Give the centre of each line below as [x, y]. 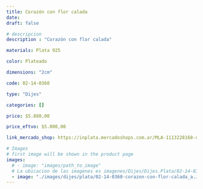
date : [13, 18]
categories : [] [25, 105]
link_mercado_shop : [31, 138]
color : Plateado [27, 62]
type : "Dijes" [24, 94]
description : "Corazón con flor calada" [59, 40]
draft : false [23, 23]
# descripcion [24, 34]
